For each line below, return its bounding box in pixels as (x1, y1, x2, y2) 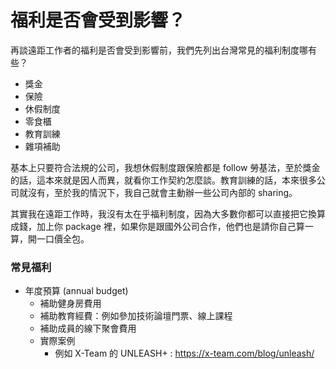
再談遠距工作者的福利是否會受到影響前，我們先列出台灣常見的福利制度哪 (10, 44, 308, 56)
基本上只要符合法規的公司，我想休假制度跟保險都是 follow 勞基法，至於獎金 (10, 161, 321, 173)
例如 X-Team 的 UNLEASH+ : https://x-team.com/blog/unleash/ (54, 347, 315, 360)
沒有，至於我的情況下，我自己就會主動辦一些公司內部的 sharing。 (27, 186, 298, 198)
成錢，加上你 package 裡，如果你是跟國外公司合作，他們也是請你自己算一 (10, 220, 314, 232)
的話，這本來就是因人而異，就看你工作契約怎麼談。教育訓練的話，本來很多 (10, 174, 317, 186)
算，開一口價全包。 (10, 232, 90, 245)
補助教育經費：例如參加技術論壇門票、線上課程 (39, 310, 233, 322)
